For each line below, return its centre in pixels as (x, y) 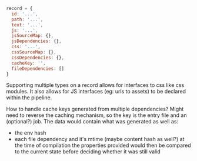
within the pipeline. (29, 98)
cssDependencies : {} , (38, 58)
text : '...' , (27, 25)
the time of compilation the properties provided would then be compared (103, 145)
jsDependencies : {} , (36, 41)
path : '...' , (27, 19)
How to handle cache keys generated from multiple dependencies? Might (95, 109)
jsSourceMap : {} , (33, 36)
